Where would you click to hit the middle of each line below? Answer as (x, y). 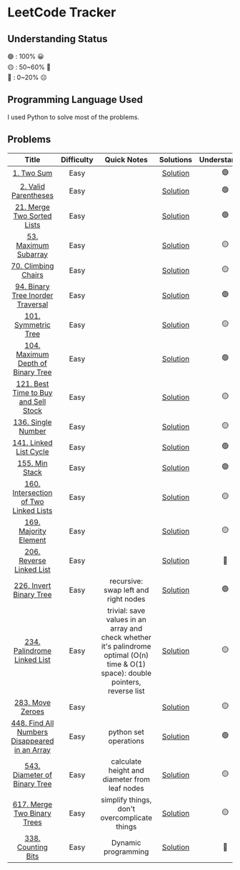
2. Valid (32, 186)
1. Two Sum (32, 174)
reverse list (126, 691)
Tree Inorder (32, 295)
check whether (126, 637)
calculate (126, 761)
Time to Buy (32, 392)
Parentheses (32, 195)
